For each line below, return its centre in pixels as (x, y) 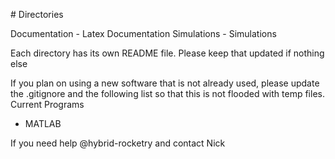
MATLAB (43, 123)
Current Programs (47, 104)
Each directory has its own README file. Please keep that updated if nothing (167, 53)
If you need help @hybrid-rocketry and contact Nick (118, 143)
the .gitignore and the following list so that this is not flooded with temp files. (167, 93)
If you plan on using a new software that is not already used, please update (165, 83)
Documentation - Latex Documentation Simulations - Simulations (143, 33)
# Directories (37, 14)
